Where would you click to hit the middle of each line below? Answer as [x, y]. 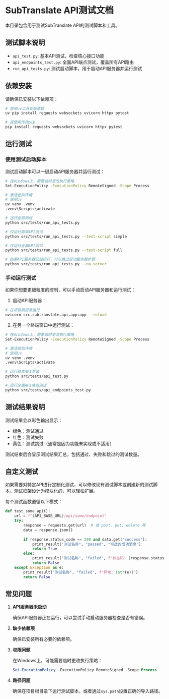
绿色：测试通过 [28, 431]
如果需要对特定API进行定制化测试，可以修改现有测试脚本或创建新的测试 [79, 485]
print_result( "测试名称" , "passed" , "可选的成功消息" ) [87, 544]
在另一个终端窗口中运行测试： [43, 325]
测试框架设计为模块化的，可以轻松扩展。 [56, 491]
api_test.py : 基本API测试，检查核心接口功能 [58, 55]
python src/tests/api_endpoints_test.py [48, 390]
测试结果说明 [25, 407]
